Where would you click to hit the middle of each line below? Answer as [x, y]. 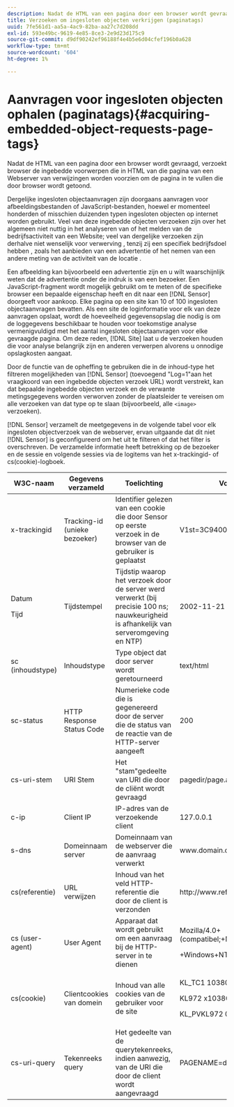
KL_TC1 [192, 982]
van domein [83, 1003]
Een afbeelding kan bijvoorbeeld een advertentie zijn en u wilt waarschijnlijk [116, 272]
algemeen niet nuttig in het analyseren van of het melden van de [100, 229]
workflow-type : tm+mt [39, 46]
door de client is [142, 901]
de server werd [140, 589]
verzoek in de [138, 534]
